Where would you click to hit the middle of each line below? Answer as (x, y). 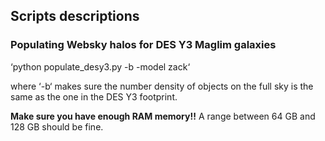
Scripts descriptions (75, 16)
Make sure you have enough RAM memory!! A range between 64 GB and (163, 116)
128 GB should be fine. (57, 126)
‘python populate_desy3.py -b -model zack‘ (100, 66)
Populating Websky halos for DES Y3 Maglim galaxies (143, 45)
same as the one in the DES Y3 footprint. (94, 96)
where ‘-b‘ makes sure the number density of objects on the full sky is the (162, 86)
